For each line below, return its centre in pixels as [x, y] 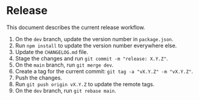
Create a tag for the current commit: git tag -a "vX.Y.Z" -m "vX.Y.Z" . [104, 71]
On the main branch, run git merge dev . [64, 65]
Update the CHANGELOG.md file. [51, 52]
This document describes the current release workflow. [76, 27]
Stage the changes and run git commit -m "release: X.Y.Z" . [92, 58]
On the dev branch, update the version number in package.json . [94, 39]
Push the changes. [39, 78]
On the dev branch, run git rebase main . [66, 90]
